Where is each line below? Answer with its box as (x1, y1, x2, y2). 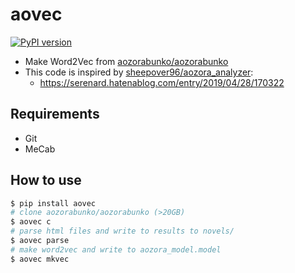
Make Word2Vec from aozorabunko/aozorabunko (24, 55, 229, 67)
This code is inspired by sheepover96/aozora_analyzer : (24, 66, 254, 78)
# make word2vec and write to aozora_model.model (10, 244, 222, 255)
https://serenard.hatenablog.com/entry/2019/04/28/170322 (39, 76, 285, 88)
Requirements (10, 106, 100, 123)
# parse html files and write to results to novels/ (10, 226, 235, 237)
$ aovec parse (10, 236, 70, 246)
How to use (10, 172, 82, 189)
